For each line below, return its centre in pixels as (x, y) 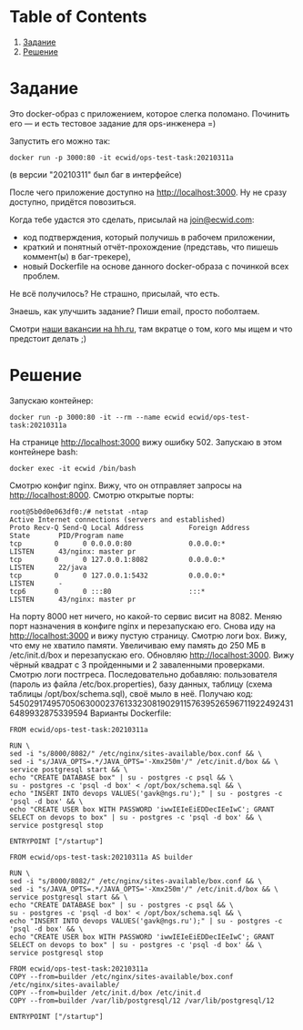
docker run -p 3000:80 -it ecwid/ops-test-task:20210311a (121, 158)
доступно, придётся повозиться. (73, 201)
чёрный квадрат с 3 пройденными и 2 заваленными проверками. (137, 664)
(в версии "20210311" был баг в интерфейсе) (96, 174)
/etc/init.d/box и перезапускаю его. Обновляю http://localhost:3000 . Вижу (152, 655)
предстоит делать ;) (48, 338)
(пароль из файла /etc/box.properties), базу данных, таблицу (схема (141, 684)
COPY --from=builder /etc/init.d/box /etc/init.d (106, 993)
